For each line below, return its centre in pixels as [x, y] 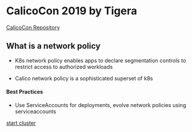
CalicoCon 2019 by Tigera [72, 11]
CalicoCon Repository [33, 27]
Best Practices [25, 92]
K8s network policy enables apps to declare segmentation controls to [100, 60]
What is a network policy [53, 46]
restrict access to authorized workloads [64, 67]
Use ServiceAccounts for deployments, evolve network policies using [100, 105]
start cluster [21, 122]
